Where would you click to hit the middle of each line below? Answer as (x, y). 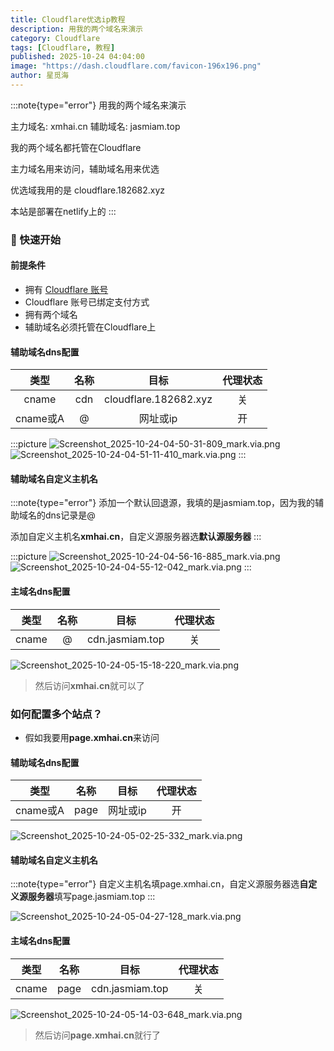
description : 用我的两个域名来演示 (76, 29)
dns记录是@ (70, 515)
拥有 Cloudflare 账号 (66, 289)
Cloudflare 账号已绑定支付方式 (87, 302)
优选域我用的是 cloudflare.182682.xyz (88, 190)
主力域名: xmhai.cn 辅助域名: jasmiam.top (95, 126)
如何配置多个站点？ (56, 714)
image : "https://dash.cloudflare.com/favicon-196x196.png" (136, 66)
